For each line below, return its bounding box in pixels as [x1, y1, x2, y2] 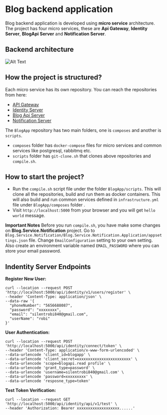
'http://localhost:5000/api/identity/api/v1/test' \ [5, 401, 117, 406]
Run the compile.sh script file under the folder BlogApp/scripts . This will [12, 186, 161, 192]
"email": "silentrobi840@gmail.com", [9, 312, 88, 317]
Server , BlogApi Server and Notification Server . [5, 31, 106, 37]
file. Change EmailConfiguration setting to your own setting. [28, 237, 153, 244]
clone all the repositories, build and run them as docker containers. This [12, 191, 160, 197]
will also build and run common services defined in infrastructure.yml [12, 196, 159, 202]
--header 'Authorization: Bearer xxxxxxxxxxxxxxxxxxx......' [5, 406, 135, 411]
